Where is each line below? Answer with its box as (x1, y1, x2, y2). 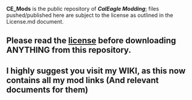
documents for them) (6, 84, 89, 95)
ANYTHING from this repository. (6, 45, 132, 55)
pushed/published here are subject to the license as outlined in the (6, 12, 173, 19)
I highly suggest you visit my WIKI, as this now (6, 65, 186, 76)
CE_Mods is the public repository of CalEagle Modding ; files (6, 5, 159, 12)
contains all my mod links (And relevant (6, 75, 159, 85)
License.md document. (6, 18, 64, 25)
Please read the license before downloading (6, 36, 176, 46)
